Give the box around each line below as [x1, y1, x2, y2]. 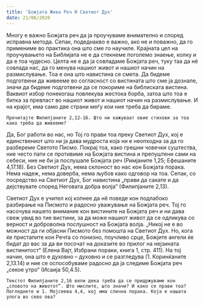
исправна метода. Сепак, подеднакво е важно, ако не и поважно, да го [6, 38, 193, 45]
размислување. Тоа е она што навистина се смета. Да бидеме [6, 70, 171, 78]
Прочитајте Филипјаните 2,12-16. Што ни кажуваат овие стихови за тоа [6, 114, 189, 121]
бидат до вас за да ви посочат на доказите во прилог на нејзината [6, 239, 180, 247]
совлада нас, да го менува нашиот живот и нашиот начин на [6, 64, 164, 71]
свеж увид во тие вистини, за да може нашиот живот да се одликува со [6, 214, 195, 221]
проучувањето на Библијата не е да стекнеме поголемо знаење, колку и [6, 51, 197, 58]
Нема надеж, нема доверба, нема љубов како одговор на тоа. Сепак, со [6, 169, 196, 177]
